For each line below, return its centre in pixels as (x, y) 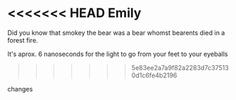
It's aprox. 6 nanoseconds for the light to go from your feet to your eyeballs (118, 54)
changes (20, 89)
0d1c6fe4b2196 (154, 75)
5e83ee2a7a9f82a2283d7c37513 (180, 67)
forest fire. (23, 40)
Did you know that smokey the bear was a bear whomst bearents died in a (116, 33)
